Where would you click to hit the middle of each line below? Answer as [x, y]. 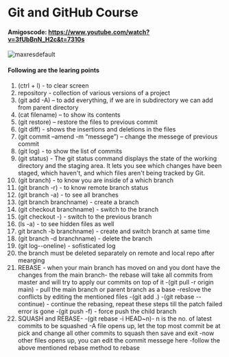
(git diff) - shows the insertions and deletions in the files [97, 129]
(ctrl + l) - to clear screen [53, 85]
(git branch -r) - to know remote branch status [83, 187]
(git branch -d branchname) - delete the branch [85, 238]
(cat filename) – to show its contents [69, 114]
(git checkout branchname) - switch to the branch [88, 209]
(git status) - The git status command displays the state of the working [117, 158]
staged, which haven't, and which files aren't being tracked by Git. [111, 173]
